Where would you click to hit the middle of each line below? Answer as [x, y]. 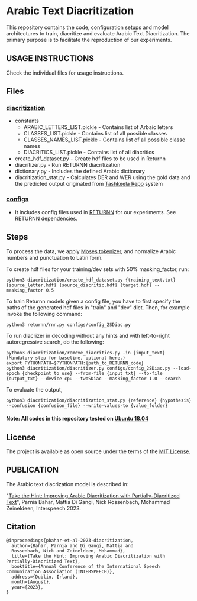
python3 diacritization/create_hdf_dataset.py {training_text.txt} [91, 280]
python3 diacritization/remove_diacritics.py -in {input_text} [86, 353]
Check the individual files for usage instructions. [65, 73]
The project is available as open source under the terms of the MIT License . [98, 451]
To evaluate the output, [34, 389]
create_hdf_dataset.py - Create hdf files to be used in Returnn [90, 159]
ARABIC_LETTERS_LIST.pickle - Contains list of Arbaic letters [98, 127]
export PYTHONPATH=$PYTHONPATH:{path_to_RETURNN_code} [75, 363]
